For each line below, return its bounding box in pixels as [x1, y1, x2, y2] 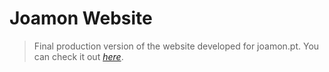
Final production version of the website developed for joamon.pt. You [33, 40, 320, 52]
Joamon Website [9, 7, 153, 30]
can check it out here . [33, 50, 124, 62]
